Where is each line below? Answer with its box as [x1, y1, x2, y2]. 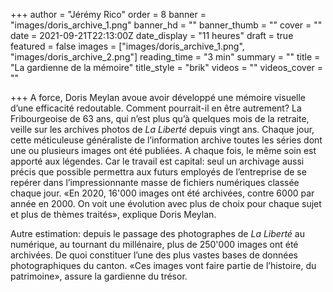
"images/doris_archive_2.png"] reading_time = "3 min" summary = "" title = [10, 51, 321, 63]
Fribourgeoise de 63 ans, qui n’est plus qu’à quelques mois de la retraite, [10, 113, 310, 124]
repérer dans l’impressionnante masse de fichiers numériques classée [10, 177, 300, 188]
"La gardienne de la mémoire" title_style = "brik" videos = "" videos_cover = [10, 62, 324, 73]
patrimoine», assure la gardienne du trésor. [10, 270, 188, 282]
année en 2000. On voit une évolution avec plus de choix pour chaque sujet [10, 198, 322, 209]
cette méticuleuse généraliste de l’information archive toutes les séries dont [10, 134, 323, 146]
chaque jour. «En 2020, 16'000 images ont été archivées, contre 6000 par [10, 187, 315, 199]
